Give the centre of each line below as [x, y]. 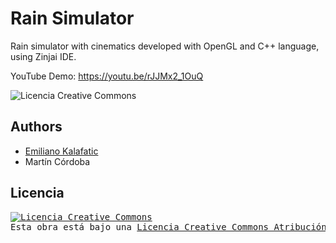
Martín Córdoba [57, 161]
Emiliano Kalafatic [61, 151]
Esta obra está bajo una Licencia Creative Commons [140, 226]
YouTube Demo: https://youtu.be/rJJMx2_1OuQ [107, 76]
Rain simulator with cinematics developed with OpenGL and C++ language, [165, 46]
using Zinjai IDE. [43, 56]
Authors [36, 127]
